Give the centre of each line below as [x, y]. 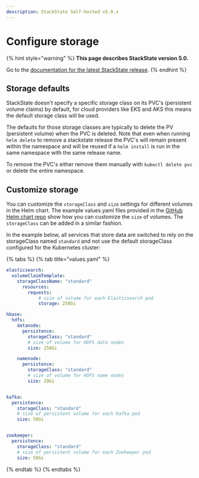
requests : [40, 292]
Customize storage [42, 190]
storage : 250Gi [57, 303]
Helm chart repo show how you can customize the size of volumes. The [95, 217]
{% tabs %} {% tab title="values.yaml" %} [58, 259]
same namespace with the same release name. [64, 153]
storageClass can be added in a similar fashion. [65, 223]
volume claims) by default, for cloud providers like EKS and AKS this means [99, 109]
